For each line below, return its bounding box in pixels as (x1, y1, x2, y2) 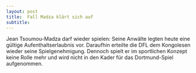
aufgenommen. (6, 60, 43, 67)
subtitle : (6, 19, 31, 25)
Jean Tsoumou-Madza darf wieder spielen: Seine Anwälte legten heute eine (6, 36, 190, 43)
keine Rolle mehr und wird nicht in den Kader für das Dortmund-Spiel (6, 54, 174, 61)
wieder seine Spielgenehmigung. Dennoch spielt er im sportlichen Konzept (6, 48, 187, 55)
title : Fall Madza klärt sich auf (6, 14, 94, 20)
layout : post (6, 8, 38, 15)
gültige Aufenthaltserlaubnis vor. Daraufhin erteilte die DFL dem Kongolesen (6, 41, 191, 48)
